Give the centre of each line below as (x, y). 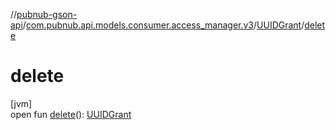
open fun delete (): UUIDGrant (71, 114)
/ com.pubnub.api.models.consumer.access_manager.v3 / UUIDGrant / (163, 25)
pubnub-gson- (47, 14)
